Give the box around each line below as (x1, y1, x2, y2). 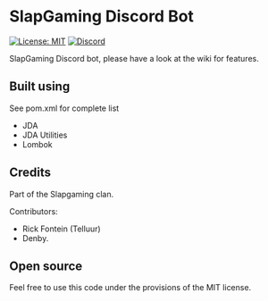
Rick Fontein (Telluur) (21, 223, 101, 234)
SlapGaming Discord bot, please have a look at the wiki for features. (9, 53, 259, 63)
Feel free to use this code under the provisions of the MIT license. (9, 282, 252, 293)
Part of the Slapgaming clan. (9, 188, 114, 199)
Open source (9, 258, 83, 273)
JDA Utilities (21, 130, 68, 140)
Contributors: (9, 205, 58, 216)
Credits (9, 165, 52, 180)
